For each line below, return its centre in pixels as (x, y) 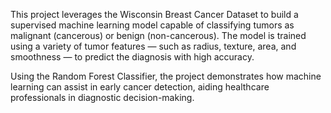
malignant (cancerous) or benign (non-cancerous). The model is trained (158, 35)
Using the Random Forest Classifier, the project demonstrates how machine (166, 76)
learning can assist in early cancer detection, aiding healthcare (140, 87)
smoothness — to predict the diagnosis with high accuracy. (132, 57)
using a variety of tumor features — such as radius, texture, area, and (153, 46)
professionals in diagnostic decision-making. (102, 97)
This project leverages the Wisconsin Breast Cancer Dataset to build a (154, 14)
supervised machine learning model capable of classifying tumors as (152, 25)
